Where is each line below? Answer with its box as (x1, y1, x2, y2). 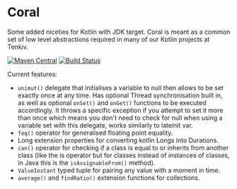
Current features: (7, 70, 58, 78)
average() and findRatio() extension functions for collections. (17, 173, 200, 182)
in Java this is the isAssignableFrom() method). (17, 158, 156, 166)
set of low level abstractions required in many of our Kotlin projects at (7, 35, 210, 43)
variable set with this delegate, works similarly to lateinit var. (17, 121, 193, 129)
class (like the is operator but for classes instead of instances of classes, (17, 151, 230, 159)
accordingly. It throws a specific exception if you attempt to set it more (17, 106, 224, 114)
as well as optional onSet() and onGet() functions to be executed (17, 98, 207, 106)
